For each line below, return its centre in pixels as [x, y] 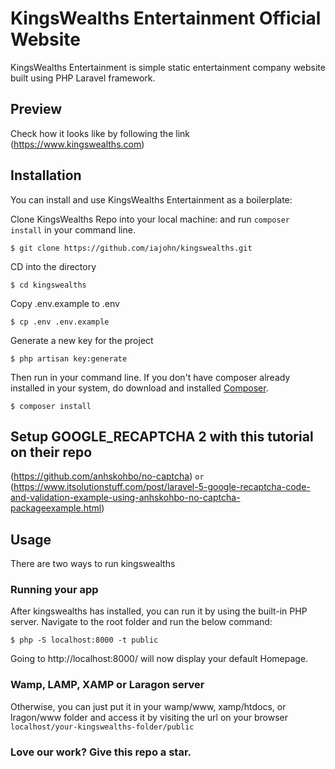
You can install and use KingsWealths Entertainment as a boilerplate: [151, 199]
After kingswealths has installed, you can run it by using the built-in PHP [159, 611]
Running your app [54, 590]
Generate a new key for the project [82, 340]
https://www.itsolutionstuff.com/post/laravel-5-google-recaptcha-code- [162, 487]
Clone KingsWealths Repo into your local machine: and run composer [150, 219]
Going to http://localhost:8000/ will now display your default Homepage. [159, 659]
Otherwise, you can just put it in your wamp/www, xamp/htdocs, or [148, 706]
